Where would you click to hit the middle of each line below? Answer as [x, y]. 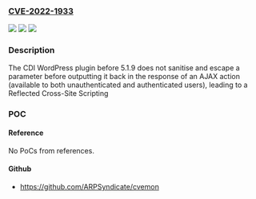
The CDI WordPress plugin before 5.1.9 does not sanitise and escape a [124, 68]
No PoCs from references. [51, 150]
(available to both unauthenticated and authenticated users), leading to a [128, 85]
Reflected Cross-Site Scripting [58, 93]
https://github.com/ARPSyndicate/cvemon [90, 186]
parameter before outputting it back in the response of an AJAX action [124, 76]
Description [32, 50]
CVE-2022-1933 [41, 11]
